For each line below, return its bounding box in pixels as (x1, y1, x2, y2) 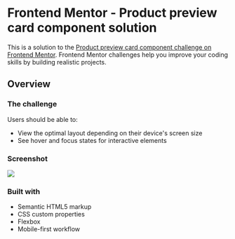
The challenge (7, 100, 58, 109)
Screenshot (7, 153, 48, 163)
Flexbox (17, 217, 41, 226)
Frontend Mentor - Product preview (7, 5, 217, 21)
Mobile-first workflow (17, 225, 81, 233)
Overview (7, 78, 51, 90)
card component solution (7, 20, 157, 36)
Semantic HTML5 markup (17, 203, 92, 211)
